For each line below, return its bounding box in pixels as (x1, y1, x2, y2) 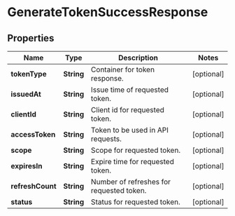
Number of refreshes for (90, 177, 171, 187)
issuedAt (10, 89, 42, 99)
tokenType (10, 69, 47, 79)
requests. (90, 134, 122, 144)
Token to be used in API (90, 126, 169, 135)
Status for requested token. (90, 197, 180, 207)
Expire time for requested (90, 157, 175, 166)
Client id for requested (90, 105, 164, 114)
